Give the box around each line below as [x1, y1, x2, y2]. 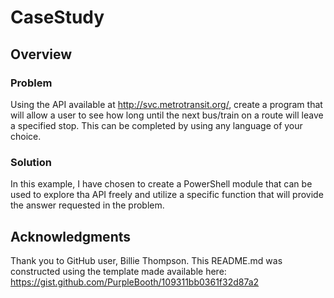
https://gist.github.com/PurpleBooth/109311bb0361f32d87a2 [10, 276, 260, 288]
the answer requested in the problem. [10, 199, 165, 211]
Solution [10, 155, 53, 169]
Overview [10, 46, 73, 63]
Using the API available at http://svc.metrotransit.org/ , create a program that [10, 98, 323, 110]
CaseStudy [10, 6, 105, 29]
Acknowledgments [10, 228, 132, 245]
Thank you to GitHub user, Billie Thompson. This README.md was [10, 254, 283, 266]
